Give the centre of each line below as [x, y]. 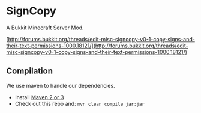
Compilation [29, 71]
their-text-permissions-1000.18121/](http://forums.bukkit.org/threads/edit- [97, 46]
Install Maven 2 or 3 [39, 97]
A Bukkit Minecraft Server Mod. [45, 28]
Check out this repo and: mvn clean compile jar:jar [80, 103]
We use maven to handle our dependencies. [61, 85]
